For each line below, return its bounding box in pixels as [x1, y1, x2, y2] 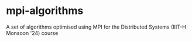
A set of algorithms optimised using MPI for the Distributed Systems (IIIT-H [6, 23, 186, 30]
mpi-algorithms [6, 4, 84, 17]
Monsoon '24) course [6, 29, 59, 36]
